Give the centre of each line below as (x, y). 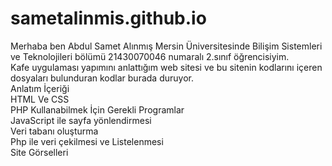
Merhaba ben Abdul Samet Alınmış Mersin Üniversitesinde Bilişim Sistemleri (166, 46)
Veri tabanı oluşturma (54, 131)
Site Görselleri (39, 152)
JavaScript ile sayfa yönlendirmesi (81, 120)
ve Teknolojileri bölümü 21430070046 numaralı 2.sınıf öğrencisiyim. (150, 56)
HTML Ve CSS (40, 99)
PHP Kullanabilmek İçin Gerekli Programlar (97, 109)
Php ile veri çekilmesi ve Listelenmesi (87, 141)
